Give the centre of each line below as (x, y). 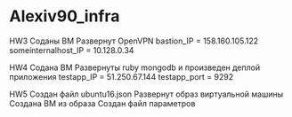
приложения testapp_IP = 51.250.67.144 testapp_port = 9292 (122, 76)
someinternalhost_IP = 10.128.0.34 (72, 50)
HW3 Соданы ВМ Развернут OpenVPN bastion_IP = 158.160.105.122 (134, 41)
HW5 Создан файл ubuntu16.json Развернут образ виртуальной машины (146, 94)
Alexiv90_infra (65, 16)
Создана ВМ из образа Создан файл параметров (102, 103)
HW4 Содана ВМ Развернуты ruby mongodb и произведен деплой (135, 67)
